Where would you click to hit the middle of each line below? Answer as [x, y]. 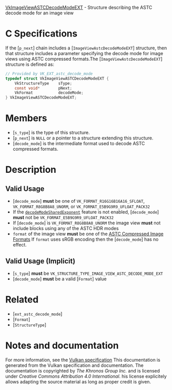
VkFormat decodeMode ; [49, 93]
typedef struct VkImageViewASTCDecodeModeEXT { [57, 78]
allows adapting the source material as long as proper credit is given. [78, 382]
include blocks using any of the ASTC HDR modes [66, 228]
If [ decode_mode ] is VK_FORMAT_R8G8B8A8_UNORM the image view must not [87, 223]
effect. [20, 245]
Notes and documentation [62, 345]
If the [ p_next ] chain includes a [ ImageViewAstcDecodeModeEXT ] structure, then [86, 48]
